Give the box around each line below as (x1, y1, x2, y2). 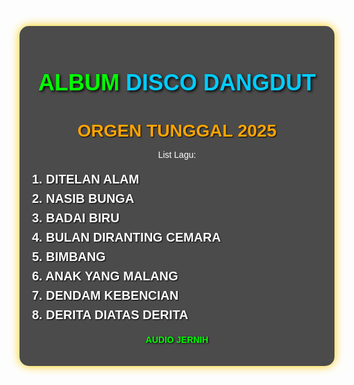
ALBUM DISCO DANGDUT (38, 69, 316, 96)
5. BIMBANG (32, 249, 106, 264)
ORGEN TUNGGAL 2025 (77, 120, 277, 141)
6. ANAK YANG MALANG (32, 268, 179, 283)
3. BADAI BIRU (32, 210, 121, 225)
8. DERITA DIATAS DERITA (32, 307, 189, 322)
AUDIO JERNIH (145, 334, 209, 345)
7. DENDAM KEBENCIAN (32, 287, 179, 303)
